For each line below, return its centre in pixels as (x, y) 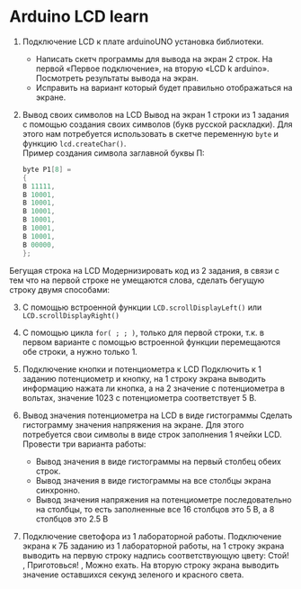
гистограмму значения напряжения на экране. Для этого (133, 424)
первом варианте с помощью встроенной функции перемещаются (151, 342)
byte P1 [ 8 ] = (47, 169)
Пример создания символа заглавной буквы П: (113, 153)
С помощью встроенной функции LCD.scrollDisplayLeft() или (142, 307)
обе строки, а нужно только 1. (80, 351)
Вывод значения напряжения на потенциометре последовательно (164, 499)
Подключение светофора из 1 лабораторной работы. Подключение (152, 536)
